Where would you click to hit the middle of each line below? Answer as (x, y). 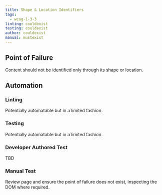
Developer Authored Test (36, 147)
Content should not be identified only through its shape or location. (74, 70)
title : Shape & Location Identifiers (44, 10)
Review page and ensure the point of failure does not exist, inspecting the (81, 182)
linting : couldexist (27, 24)
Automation (24, 86)
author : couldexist (25, 33)
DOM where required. (27, 187)
